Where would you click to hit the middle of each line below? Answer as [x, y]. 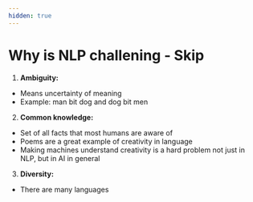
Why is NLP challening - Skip [106, 55]
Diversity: [37, 174]
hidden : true [30, 16]
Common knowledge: [57, 117]
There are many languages [64, 189]
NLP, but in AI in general [60, 158]
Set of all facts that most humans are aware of [96, 132]
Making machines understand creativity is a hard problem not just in [133, 150]
